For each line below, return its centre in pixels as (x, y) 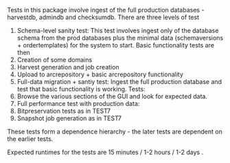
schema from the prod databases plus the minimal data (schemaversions (120, 38)
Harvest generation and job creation (68, 67)
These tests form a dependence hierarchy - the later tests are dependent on (115, 131)
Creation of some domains (55, 60)
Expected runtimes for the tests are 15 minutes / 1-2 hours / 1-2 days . (105, 152)
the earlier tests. (30, 139)
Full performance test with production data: (78, 104)
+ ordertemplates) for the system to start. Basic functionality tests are (116, 45)
